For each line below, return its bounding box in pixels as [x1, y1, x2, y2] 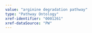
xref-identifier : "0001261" [5, 16, 64, 21]
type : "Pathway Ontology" [5, 12, 59, 16]
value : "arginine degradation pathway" [5, 7, 88, 12]
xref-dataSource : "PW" [5, 20, 52, 26]
